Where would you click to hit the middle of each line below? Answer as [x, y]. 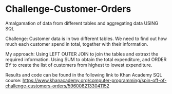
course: [13, 80]
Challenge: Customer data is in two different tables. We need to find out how [86, 39]
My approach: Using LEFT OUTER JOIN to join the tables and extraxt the [82, 54]
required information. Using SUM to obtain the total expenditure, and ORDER [86, 59]
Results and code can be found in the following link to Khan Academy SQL [84, 74]
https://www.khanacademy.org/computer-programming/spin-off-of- [94, 80]
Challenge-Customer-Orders [68, 9]
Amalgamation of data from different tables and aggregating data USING [82, 23]
